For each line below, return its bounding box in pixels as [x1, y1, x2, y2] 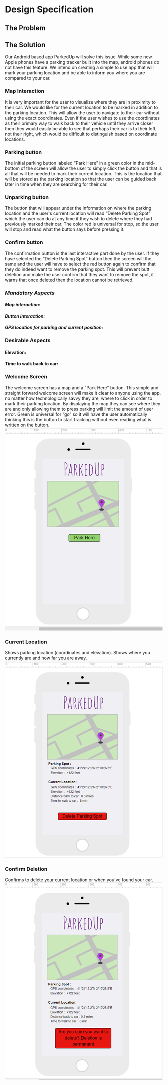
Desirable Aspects [5, 337, 51, 344]
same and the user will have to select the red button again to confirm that [5, 261, 156, 267]
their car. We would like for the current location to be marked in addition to [5, 104, 158, 110]
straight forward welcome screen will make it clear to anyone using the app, [5, 390, 161, 396]
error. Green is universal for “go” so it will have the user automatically [5, 411, 148, 417]
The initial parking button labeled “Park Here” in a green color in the [5, 160, 145, 166]
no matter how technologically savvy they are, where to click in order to [5, 395, 153, 401]
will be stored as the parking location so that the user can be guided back [5, 176, 157, 182]
